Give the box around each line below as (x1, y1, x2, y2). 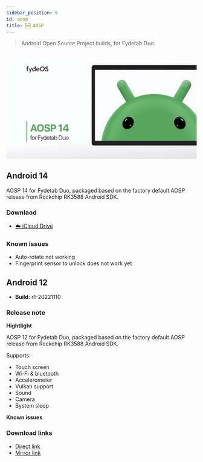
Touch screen (14, 364, 50, 371)
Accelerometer (14, 376, 53, 383)
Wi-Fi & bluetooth (14, 370, 59, 377)
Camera (14, 396, 35, 403)
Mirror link (14, 449, 41, 456)
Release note (6, 309, 45, 317)
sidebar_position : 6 (6, 10, 59, 16)
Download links (6, 429, 53, 437)
